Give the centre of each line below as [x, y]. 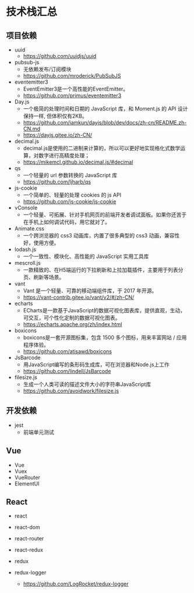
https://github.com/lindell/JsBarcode [67, 371]
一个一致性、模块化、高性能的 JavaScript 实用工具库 [86, 256]
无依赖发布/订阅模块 [47, 69]
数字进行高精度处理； [64, 155]
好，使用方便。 [41, 243]
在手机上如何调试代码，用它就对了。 [67, 222]
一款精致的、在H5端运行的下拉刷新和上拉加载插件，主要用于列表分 [103, 270]
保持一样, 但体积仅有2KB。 [55, 116]
